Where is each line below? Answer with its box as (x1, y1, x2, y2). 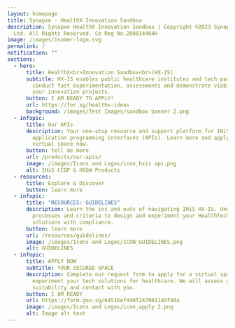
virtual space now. (32, 141, 90, 148)
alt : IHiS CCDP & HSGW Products (25, 166, 120, 174)
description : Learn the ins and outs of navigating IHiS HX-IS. (25, 206, 218, 213)
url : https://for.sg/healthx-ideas (25, 102, 130, 109)
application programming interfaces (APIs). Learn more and (32, 134, 211, 141)
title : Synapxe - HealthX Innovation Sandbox (7, 17, 142, 24)
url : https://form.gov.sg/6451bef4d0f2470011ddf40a (25, 297, 180, 304)
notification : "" (7, 50, 58, 57)
